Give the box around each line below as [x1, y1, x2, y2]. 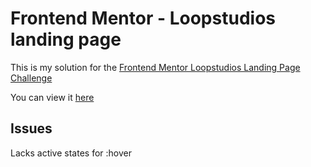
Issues [10, 120, 53, 137]
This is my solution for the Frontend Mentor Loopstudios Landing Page [10, 61, 301, 73]
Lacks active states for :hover [10, 147, 132, 159]
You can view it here [10, 91, 95, 103]
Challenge [10, 72, 53, 84]
